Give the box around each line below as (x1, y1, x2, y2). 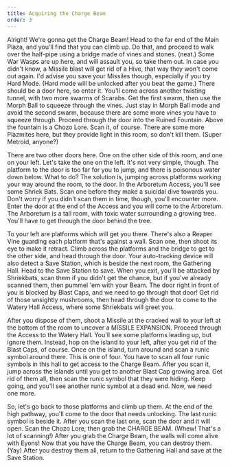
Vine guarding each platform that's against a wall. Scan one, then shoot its (7, 237, 218, 245)
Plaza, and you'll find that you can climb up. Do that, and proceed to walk (7, 43, 214, 51)
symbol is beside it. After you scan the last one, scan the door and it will (7, 417, 211, 425)
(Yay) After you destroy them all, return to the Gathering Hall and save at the (7, 446, 222, 454)
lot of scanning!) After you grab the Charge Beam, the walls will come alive (7, 431, 218, 440)
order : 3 (7, 16, 32, 23)
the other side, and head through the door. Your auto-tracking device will (7, 251, 214, 260)
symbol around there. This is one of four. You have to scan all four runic (7, 352, 209, 361)
